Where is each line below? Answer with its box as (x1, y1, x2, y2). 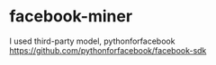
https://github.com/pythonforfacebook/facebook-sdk (9, 45, 207, 55)
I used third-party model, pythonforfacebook (9, 36, 175, 46)
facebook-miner (9, 6, 133, 27)
